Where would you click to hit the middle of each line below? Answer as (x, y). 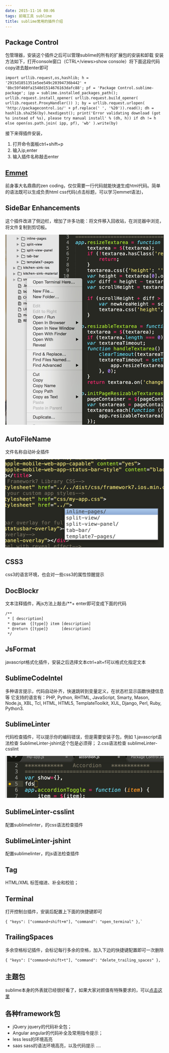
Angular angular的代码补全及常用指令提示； (58, 1033)
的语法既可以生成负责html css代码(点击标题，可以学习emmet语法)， (75, 192)
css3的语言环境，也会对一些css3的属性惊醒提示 (55, 575)
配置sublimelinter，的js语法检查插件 (42, 854)
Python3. (15, 708)
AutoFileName (28, 439)
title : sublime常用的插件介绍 (34, 21)
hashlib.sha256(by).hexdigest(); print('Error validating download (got (83, 114)
